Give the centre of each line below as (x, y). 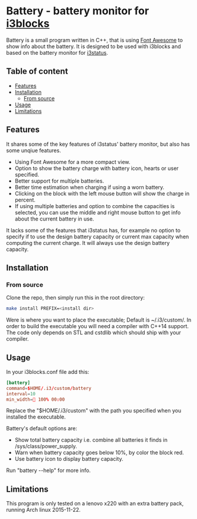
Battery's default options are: (42, 429)
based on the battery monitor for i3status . (57, 52)
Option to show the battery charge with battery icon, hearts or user (97, 168)
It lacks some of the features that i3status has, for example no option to (93, 230)
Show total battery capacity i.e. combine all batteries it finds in (91, 440)
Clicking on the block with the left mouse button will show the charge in (102, 193)
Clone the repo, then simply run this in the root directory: (76, 298)
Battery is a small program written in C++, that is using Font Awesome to (94, 40)
